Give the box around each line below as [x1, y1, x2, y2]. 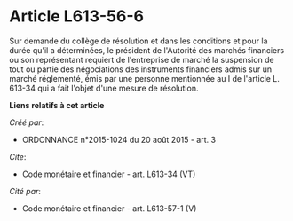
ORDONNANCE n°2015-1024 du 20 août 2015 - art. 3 [21, 134, 216, 145]
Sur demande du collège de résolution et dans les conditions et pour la [9, 36, 268, 46]
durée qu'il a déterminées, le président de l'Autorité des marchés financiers [9, 44, 285, 55]
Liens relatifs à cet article [9, 99, 105, 110]
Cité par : [9, 185, 42, 196]
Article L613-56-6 [9, 6, 145, 27]
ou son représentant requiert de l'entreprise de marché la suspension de [9, 54, 275, 65]
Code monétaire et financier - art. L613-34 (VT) [21, 169, 196, 179]
